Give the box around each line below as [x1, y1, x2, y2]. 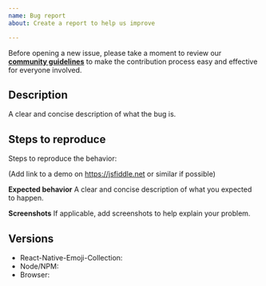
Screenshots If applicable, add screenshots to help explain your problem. [8, 209, 251, 218]
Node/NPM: [19, 261, 59, 271]
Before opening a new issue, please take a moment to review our [8, 48, 222, 58]
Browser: [19, 269, 50, 280]
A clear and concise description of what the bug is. [8, 109, 177, 119]
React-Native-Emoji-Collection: [19, 252, 123, 262]
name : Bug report [8, 11, 66, 20]
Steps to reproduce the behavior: [8, 153, 117, 164]
